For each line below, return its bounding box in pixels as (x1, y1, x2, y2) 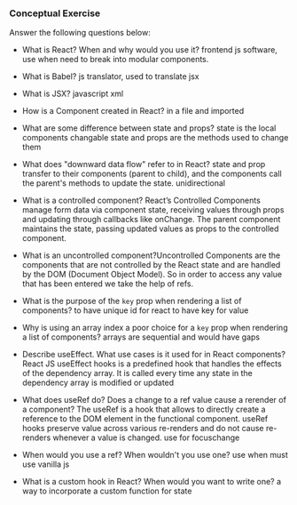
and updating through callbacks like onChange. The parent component (21, 214, 281, 225)
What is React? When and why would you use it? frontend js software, (21, 44, 277, 55)
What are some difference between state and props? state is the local (21, 123, 277, 133)
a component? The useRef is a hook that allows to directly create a (21, 404, 266, 415)
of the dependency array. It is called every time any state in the (21, 368, 253, 379)
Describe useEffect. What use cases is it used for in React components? (21, 349, 286, 360)
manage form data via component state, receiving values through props (21, 204, 285, 215)
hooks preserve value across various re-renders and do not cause (21, 423, 264, 434)
